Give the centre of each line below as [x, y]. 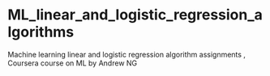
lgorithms [41, 32]
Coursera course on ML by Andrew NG [73, 63]
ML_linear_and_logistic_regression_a [135, 15]
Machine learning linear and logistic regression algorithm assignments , [127, 54]
